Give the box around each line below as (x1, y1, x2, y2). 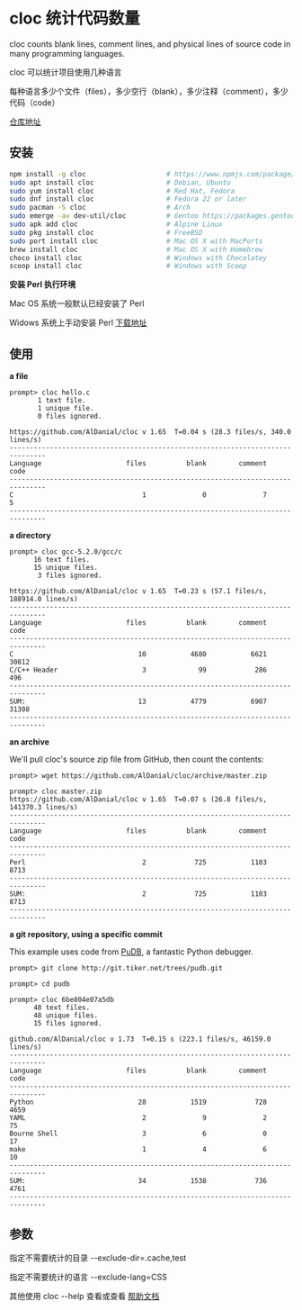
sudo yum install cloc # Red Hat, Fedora (9, 186, 235, 195)
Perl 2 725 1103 (9, 858, 268, 867)
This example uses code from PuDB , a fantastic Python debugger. (9, 946, 253, 957)
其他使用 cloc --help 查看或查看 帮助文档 (9, 1290, 160, 1301)
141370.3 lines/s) (9, 803, 78, 812)
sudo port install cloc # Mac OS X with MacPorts (9, 236, 263, 246)
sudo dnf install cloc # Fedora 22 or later (9, 194, 247, 203)
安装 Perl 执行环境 (9, 279, 76, 290)
